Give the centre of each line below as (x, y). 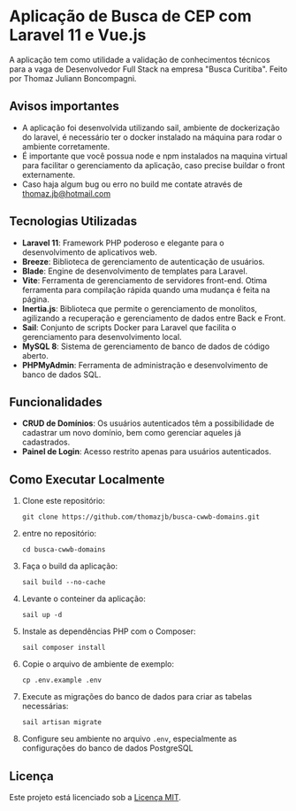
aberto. (35, 355)
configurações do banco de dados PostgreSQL (107, 748)
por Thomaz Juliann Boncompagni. (73, 78)
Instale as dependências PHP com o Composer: (109, 631)
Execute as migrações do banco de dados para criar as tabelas (137, 697)
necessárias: (45, 707)
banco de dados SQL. (61, 375)
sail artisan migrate (61, 722)
